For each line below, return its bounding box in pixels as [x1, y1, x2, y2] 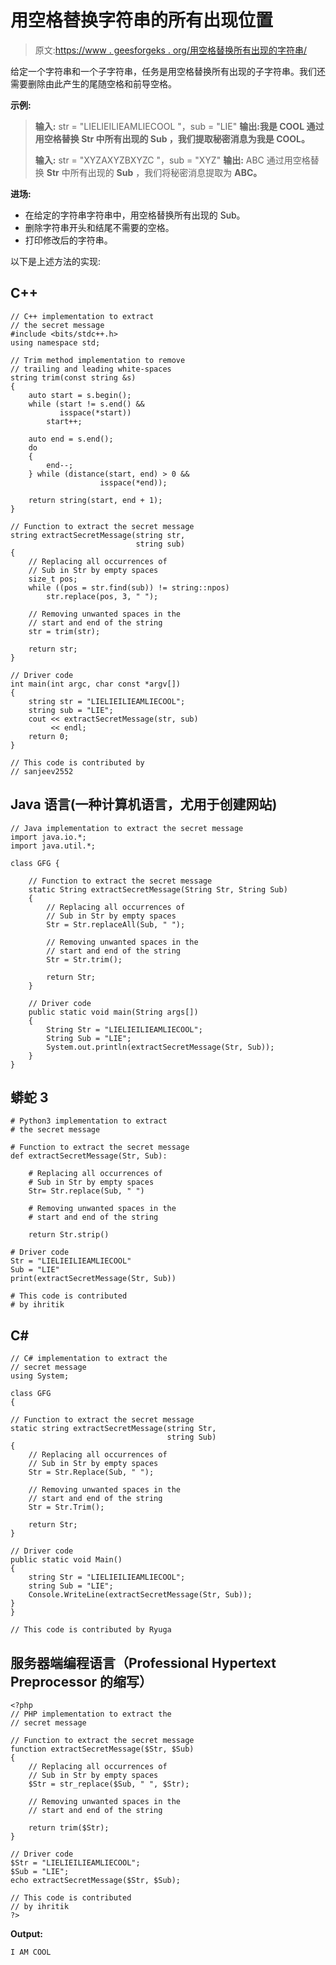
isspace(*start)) [59, 407, 132, 418]
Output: [10, 1928, 43, 1940]
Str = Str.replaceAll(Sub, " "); [46, 919, 186, 930]
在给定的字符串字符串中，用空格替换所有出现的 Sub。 [24, 209, 246, 221]
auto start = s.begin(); [28, 390, 132, 400]
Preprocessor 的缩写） [10, 1673, 153, 1690]
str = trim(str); [28, 626, 101, 636]
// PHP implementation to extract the [10, 1709, 172, 1719]
